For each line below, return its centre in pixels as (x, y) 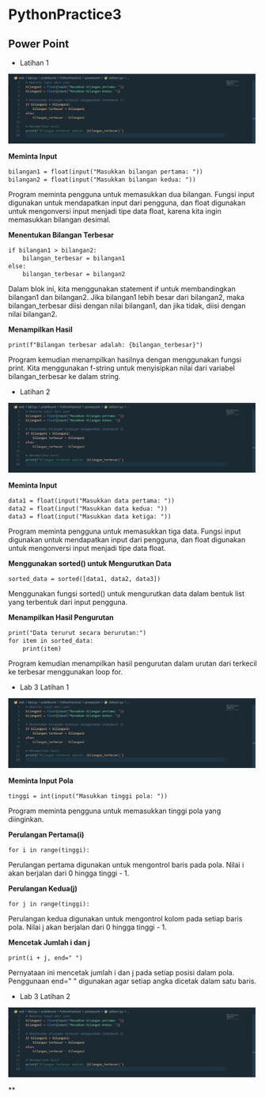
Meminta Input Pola (41, 781)
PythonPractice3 (65, 15)
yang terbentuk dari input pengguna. (68, 602)
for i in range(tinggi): (49, 850)
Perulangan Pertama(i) (46, 835)
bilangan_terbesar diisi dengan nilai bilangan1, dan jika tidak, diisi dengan (127, 306)
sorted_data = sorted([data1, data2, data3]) (84, 579)
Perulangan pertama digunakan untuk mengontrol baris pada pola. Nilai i (126, 865)
